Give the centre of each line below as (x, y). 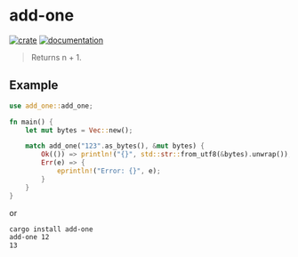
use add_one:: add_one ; (51, 106)
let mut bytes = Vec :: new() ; (79, 130)
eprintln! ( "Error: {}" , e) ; (109, 171)
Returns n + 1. (56, 57)
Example (34, 85)
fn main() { (31, 122)
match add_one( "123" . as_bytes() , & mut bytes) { (115, 146)
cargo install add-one (51, 229)
